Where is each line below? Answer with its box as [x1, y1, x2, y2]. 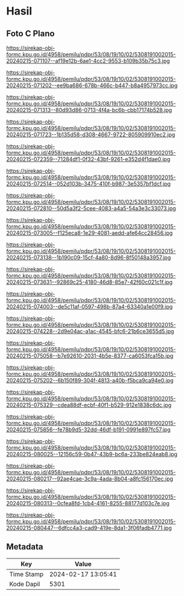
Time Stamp [9, 570, 44, 578]
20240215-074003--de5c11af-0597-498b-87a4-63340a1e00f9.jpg [6, 303, 173, 310]
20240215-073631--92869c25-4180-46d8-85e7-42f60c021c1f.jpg [6, 278, 173, 286]
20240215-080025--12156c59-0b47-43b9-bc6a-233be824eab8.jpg [6, 451, 178, 457]
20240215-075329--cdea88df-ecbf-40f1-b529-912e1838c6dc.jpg [6, 401, 172, 408]
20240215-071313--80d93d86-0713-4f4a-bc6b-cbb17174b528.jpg [6, 106, 173, 113]
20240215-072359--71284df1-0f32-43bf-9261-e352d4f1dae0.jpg [6, 156, 171, 163]
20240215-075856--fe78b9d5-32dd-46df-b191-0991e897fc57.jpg [6, 426, 171, 433]
